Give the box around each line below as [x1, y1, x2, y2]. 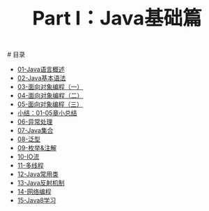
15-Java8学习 [17, 196, 56, 204]
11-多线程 [17, 161, 44, 169]
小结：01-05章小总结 [17, 109, 77, 117]
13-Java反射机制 [17, 179, 65, 187]
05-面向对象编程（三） [17, 100, 84, 108]
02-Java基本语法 [17, 74, 66, 82]
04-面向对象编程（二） [17, 92, 84, 99]
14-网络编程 [17, 187, 52, 196]
